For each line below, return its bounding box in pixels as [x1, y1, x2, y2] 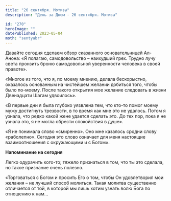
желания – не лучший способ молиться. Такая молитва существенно [5, 180, 157, 186]
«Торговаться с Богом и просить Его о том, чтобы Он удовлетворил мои [5, 174, 164, 181]
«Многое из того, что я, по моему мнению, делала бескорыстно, [5, 76, 147, 82]
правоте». [5, 66, 27, 72]
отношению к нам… [5, 191, 48, 197]
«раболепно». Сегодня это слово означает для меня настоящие [5, 134, 146, 140]
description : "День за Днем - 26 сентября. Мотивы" [5, 12, 117, 17]
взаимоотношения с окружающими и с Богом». [5, 139, 110, 145]
